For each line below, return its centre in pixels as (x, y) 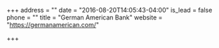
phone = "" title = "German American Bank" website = (85, 17)
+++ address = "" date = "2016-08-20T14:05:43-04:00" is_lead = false (109, 10)
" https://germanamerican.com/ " (53, 25)
